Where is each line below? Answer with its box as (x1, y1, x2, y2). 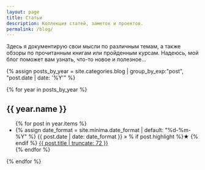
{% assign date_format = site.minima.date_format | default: (15, 127, 164, 134)
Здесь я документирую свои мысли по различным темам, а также (6, 43, 181, 50)
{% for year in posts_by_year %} (6, 86, 88, 94)
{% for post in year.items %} (15, 120, 87, 127)
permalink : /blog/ (6, 26, 53, 32)
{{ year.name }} (6, 103, 67, 114)
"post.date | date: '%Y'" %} (6, 74, 75, 81)
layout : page (6, 9, 40, 15)
